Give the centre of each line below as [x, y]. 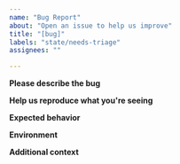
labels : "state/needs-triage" [65, 42]
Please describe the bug [55, 83]
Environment [33, 135]
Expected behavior [45, 118]
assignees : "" [35, 51]
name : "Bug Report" [45, 17]
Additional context [44, 152]
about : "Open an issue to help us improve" [91, 26]
